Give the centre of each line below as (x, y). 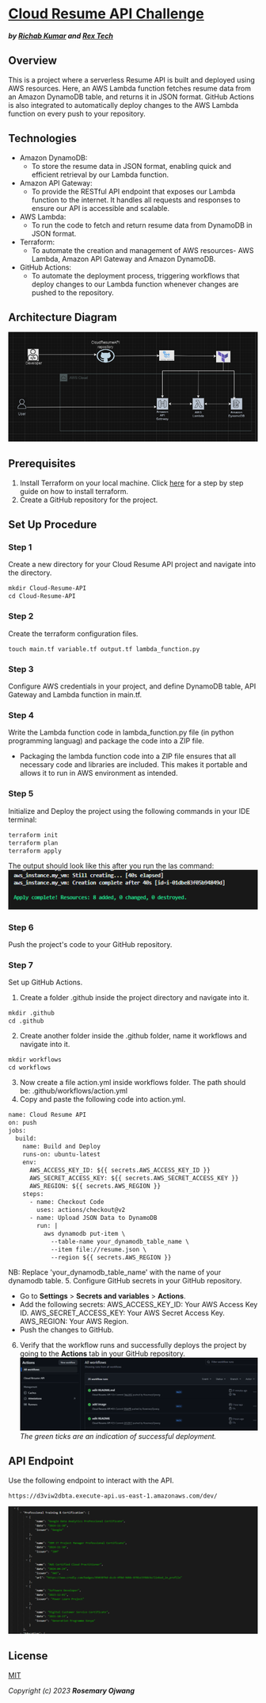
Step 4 (21, 715)
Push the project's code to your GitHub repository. (90, 944)
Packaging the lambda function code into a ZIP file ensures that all (127, 756)
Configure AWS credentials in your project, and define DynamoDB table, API (132, 686)
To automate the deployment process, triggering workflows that (135, 275)
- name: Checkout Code (66, 1202)
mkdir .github (32, 1013)
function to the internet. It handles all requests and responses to (136, 200)
